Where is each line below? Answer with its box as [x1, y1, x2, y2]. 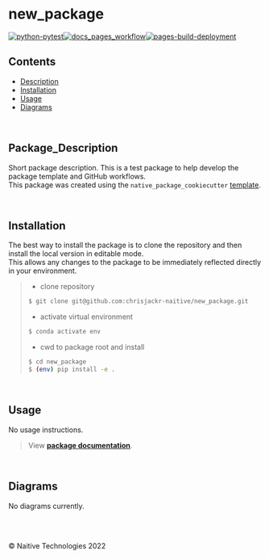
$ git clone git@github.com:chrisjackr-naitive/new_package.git [27, 297, 249, 305]
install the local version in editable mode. [8, 249, 144, 258]
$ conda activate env [27, 328, 101, 336]
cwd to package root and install [39, 343, 145, 352]
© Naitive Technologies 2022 [8, 540, 106, 550]
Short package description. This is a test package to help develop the [8, 162, 239, 172]
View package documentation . [27, 440, 133, 450]
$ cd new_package [27, 358, 87, 366]
